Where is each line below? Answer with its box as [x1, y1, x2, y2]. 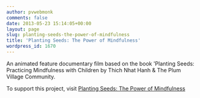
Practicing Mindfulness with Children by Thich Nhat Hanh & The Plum [6, 66, 182, 73]
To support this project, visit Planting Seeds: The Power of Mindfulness [6, 85, 185, 92]
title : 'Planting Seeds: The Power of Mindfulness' [6, 37, 141, 43]
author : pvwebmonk [6, 9, 53, 15]
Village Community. [6, 73, 56, 80]
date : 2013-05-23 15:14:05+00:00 [6, 20, 92, 26]
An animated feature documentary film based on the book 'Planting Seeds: [6, 59, 194, 67]
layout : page [6, 26, 40, 32]
